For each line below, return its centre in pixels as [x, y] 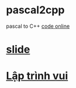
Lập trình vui [37, 76]
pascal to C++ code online [38, 26]
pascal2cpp [35, 10]
